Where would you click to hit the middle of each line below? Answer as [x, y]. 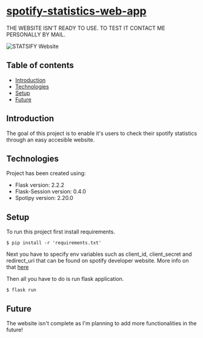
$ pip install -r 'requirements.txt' [54, 243]
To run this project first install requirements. [61, 232]
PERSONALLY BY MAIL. [36, 34]
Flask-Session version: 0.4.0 [51, 191]
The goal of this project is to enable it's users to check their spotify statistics [102, 133]
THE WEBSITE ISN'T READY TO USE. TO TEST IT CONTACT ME [86, 28]
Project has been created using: [46, 173]
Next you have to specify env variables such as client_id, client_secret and [99, 254]
